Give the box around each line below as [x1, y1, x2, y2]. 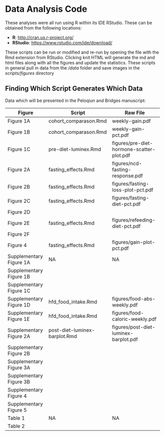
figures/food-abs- [112, 295, 156, 302]
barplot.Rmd [48, 333, 77, 340]
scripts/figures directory [5, 70, 54, 76]
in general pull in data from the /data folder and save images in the [5, 65, 140, 71]
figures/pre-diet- [112, 139, 153, 146]
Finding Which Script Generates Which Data [5, 85, 143, 93]
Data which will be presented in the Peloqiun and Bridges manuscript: [5, 97, 146, 103]
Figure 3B [7, 378, 30, 385]
